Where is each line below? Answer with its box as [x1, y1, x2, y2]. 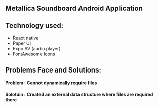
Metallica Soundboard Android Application [5, 4, 143, 13]
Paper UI [12, 40, 31, 46]
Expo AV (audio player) [12, 46, 61, 52]
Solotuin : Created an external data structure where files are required [5, 91, 153, 97]
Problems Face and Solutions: [5, 65, 101, 74]
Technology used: [5, 21, 64, 30]
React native [12, 35, 39, 41]
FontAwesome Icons [12, 51, 55, 57]
